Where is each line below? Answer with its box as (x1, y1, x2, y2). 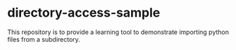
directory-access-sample (7, 5, 161, 21)
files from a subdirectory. (7, 35, 81, 43)
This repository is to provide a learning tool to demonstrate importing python (7, 28, 229, 36)
